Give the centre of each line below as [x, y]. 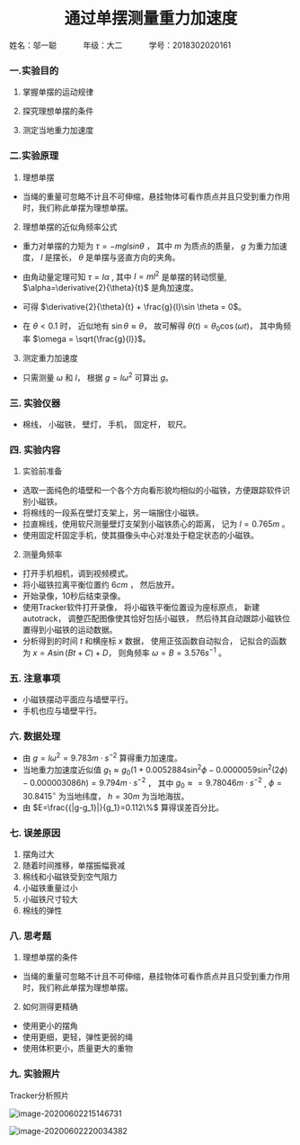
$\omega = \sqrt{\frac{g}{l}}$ [88, 338]
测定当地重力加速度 [58, 131]
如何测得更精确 [50, 1007]
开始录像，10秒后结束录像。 [74, 596]
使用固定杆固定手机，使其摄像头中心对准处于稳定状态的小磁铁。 [140, 536]
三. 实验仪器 [35, 403]
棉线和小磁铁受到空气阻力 [70, 877]
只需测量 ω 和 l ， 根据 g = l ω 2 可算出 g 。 [97, 376]
